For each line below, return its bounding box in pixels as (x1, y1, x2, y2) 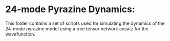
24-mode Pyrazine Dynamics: (5, 4, 135, 15)
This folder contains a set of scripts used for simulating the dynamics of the (5, 20, 165, 26)
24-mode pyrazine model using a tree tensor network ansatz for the (5, 25, 149, 31)
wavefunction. (5, 31, 36, 37)
